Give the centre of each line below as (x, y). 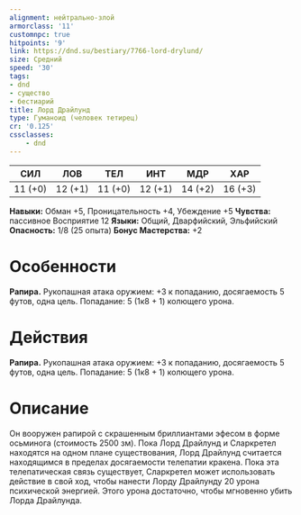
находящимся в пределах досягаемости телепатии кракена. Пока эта (144, 462)
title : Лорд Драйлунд (50, 110)
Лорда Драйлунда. (46, 500)
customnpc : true (40, 34)
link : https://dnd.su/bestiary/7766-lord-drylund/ (106, 51)
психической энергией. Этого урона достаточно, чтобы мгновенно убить (151, 491)
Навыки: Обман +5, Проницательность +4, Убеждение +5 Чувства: (140, 211)
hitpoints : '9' (38, 43)
